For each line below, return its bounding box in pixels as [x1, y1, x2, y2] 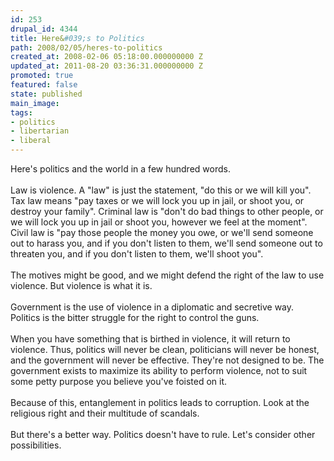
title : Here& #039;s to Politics [10, 33, 145, 43]
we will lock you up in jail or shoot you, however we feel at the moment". [10, 216, 308, 228]
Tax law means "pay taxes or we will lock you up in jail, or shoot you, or [10, 195, 305, 206]
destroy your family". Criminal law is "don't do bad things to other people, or [10, 206, 324, 217]
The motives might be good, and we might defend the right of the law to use [10, 269, 325, 281]
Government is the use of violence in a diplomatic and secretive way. [10, 301, 295, 313]
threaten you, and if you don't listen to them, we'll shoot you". [10, 248, 264, 260]
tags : [10, 107, 33, 118]
